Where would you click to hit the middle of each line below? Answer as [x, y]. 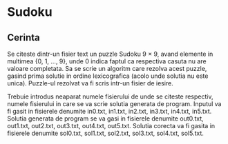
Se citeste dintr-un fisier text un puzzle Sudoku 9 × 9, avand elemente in [110, 54]
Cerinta [23, 38]
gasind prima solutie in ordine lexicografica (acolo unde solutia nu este [108, 76]
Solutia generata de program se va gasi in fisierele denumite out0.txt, [105, 119]
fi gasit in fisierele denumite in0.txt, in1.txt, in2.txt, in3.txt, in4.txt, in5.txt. [110, 111]
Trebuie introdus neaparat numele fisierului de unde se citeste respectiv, [110, 96]
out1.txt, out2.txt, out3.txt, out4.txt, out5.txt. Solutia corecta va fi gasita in [111, 126]
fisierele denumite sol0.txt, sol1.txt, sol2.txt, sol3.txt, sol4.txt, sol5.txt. [105, 133]
